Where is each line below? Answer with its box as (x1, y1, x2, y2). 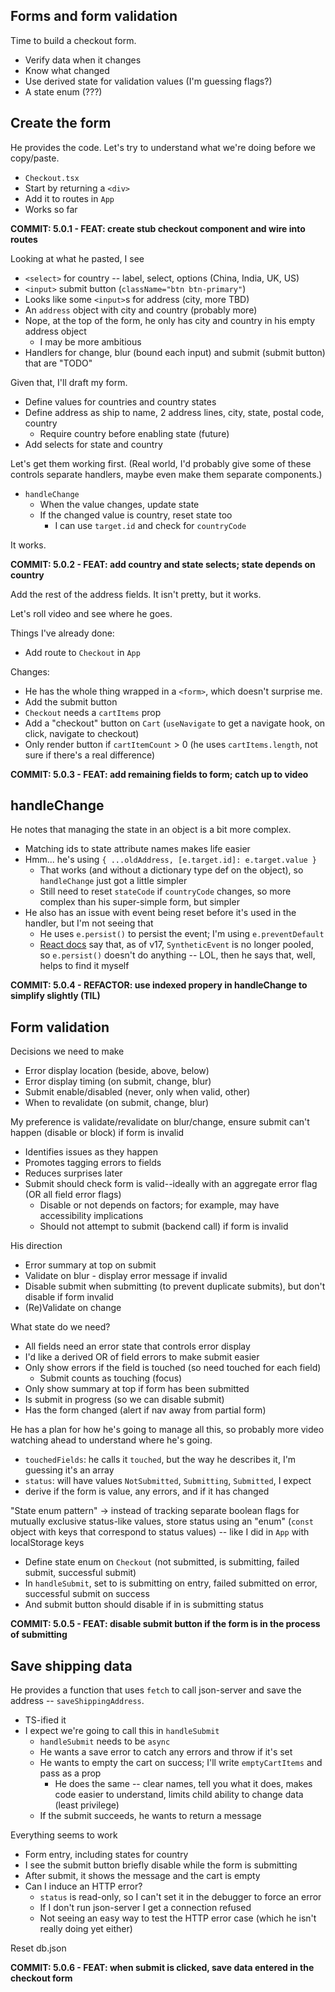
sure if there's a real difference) (24, 749, 156, 761)
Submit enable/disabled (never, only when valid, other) (24, 1086, 251, 1098)
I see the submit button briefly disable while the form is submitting (24, 1859, 298, 1871)
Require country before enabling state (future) (39, 427, 230, 439)
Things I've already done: (10, 627, 115, 639)
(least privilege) (54, 1799, 120, 1811)
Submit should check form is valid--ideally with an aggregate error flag (24, 1178, 318, 1190)
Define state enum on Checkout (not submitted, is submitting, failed (24, 1556, 300, 1568)
